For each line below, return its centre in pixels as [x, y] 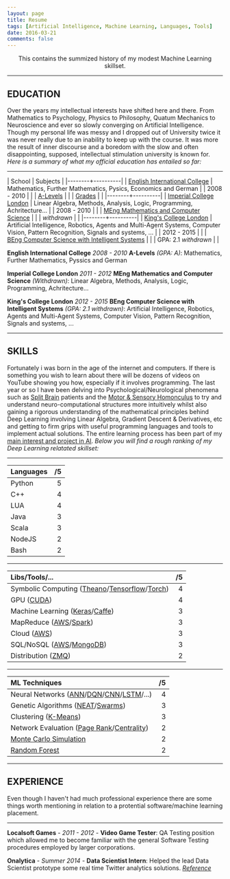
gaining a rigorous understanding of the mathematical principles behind [108, 411]
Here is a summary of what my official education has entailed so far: [104, 161]
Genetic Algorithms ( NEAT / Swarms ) [68, 705]
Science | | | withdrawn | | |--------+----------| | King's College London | [110, 218]
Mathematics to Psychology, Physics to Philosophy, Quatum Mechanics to [111, 117]
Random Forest [35, 750]
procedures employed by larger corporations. [71, 847]
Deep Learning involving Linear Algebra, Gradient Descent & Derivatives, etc [115, 419]
